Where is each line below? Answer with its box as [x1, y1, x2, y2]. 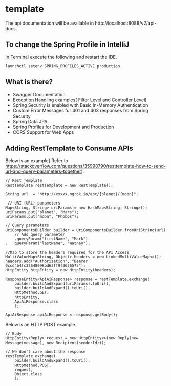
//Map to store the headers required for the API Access [5, 250, 130, 255]
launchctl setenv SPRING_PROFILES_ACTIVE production [5, 63, 120, 69]
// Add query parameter [14, 232, 66, 237]
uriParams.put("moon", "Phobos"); [5, 214, 79, 219]
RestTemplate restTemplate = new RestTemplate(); [5, 183, 114, 188]
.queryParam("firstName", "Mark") [14, 236, 88, 242]
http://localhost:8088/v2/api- [95, 20, 157, 26]
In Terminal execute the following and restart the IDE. [5, 54, 117, 60]
